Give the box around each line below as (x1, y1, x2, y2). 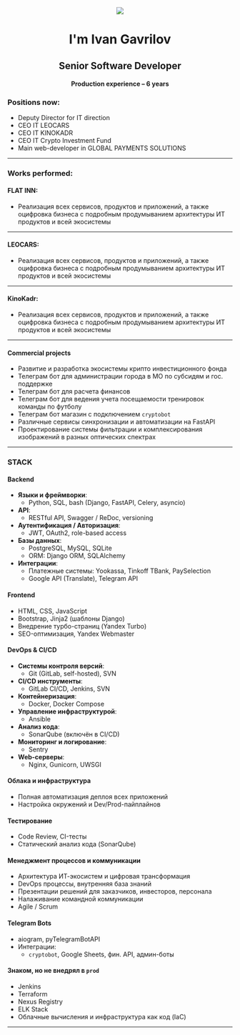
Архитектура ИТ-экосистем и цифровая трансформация (17, 872, 191, 881)
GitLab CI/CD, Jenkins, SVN (28, 684, 111, 693)
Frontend (7, 590, 36, 599)
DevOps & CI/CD (7, 646, 57, 654)
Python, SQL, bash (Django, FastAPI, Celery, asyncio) (28, 499, 186, 507)
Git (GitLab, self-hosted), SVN (28, 669, 116, 678)
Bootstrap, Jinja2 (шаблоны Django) (17, 614, 125, 623)
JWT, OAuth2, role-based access (28, 529, 127, 537)
